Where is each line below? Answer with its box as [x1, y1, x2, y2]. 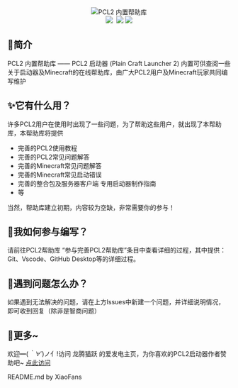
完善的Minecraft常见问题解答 [17, 161, 102, 170]
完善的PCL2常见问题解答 [17, 153, 90, 161]
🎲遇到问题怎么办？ [7, 277, 89, 289]
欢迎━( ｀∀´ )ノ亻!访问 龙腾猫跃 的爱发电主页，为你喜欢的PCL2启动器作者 [7, 350, 221, 358]
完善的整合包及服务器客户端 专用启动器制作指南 [17, 179, 157, 187]
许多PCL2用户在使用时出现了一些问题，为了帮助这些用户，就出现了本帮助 [7, 120, 222, 128]
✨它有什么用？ [7, 99, 72, 112]
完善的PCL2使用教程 [17, 143, 78, 152]
